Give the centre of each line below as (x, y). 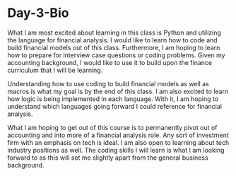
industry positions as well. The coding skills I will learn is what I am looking (116, 150)
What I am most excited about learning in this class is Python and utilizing (114, 33)
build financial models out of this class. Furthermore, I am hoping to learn (114, 47)
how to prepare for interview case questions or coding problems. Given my (116, 55)
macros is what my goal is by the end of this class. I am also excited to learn (118, 91)
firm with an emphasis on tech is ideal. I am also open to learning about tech (118, 142)
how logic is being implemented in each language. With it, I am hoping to (113, 99)
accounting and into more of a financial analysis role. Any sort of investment (118, 135)
